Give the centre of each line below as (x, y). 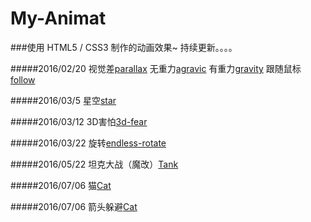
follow (23, 79)
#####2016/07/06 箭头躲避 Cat (74, 206)
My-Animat (58, 18)
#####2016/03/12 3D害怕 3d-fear (79, 121)
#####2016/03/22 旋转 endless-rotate (88, 143)
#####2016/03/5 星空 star (63, 100)
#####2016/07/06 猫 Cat (61, 185)
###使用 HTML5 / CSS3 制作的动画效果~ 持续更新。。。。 (124, 47)
